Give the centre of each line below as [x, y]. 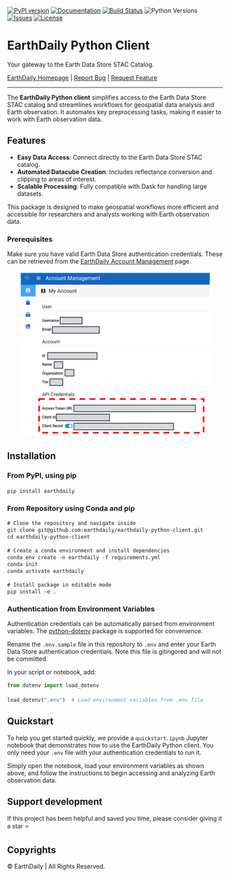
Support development [55, 802]
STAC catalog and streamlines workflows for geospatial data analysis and [111, 104]
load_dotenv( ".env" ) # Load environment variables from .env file [105, 700]
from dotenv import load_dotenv [53, 686]
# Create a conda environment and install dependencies [88, 551]
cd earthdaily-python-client [49, 537]
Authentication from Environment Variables [81, 609]
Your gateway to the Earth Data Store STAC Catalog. [80, 64]
